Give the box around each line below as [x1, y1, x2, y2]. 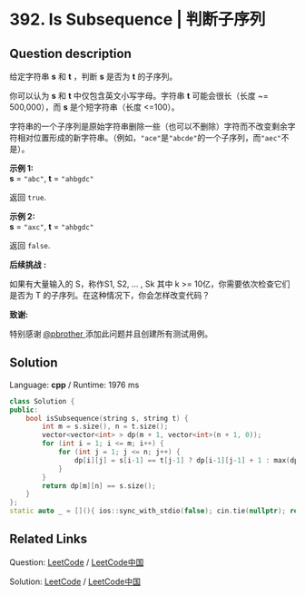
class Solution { [9, 396, 75, 405]
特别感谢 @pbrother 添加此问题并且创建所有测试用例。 [9, 328, 213, 339]
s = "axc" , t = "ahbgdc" [9, 221, 94, 232]
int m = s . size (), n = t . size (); [42, 422, 169, 432]
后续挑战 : [9, 259, 47, 269]
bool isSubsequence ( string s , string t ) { [25, 414, 189, 423]
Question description [9, 45, 132, 61]
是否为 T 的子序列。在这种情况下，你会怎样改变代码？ [9, 290, 211, 300]
